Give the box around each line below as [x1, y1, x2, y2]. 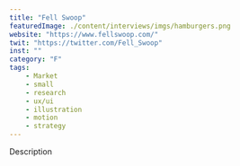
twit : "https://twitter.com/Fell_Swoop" [9, 38, 164, 48]
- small [25, 80, 54, 89]
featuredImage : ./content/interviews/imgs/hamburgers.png [9, 22, 231, 31]
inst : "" [9, 47, 42, 56]
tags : [9, 64, 30, 73]
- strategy [25, 122, 67, 131]
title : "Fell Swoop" [9, 13, 87, 22]
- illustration [25, 105, 83, 114]
